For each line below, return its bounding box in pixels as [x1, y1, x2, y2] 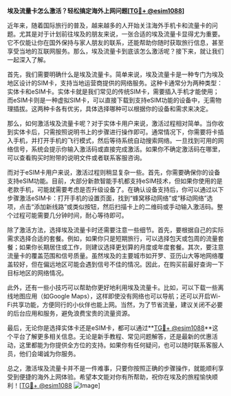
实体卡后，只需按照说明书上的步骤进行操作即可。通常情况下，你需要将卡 [12, 128, 218, 136]
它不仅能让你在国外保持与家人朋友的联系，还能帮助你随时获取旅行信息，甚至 [7, 38, 224, 47]
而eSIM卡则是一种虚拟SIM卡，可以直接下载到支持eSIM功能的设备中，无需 [7, 96, 216, 104]
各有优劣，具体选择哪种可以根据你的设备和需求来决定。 [54, 104, 212, 113]
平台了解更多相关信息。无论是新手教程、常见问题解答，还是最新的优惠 [12, 333, 212, 340]
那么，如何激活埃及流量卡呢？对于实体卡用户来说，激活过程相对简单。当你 [7, 120, 218, 127]
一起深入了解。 [7, 56, 49, 64]
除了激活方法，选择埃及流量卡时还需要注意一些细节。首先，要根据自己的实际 [7, 226, 224, 234]
